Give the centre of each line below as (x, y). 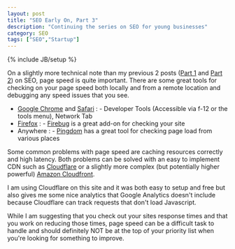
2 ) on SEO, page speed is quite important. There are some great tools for (112, 80)
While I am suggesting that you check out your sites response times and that (117, 216)
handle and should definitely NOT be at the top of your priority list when (111, 231)
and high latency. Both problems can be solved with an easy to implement (114, 159)
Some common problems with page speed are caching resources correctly (115, 152)
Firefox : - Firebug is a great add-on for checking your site (101, 123)
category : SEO (28, 33)
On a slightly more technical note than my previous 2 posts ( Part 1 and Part (115, 73)
